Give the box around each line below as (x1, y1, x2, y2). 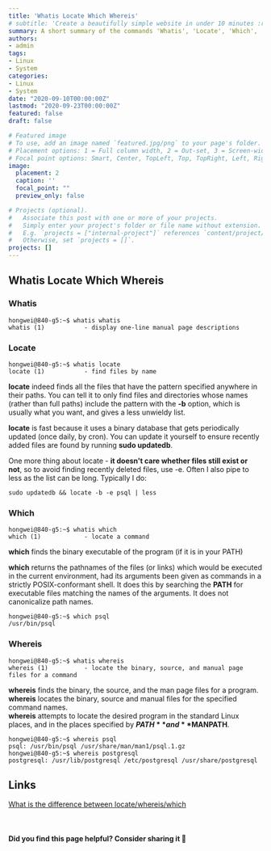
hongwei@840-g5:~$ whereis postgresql (8, 749, 139, 757)
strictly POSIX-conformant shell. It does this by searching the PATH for (8, 579, 244, 590)
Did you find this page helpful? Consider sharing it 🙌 (8, 833, 187, 843)
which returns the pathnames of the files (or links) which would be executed (8, 562, 262, 572)
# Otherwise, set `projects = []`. (8, 236, 135, 245)
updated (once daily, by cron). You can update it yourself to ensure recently (8, 432, 260, 441)
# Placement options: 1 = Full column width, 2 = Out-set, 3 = (8, 146, 226, 154)
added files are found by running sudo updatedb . (8, 440, 173, 449)
